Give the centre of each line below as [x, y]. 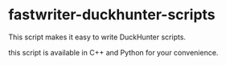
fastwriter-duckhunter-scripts [112, 15]
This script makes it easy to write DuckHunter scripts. [97, 37]
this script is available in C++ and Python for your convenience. [113, 52]
